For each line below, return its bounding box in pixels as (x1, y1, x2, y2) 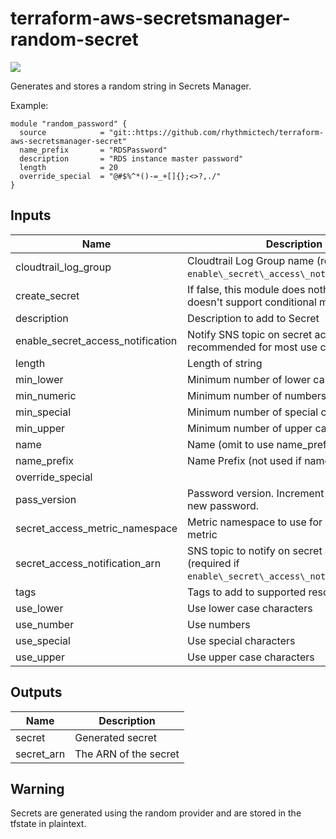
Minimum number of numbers (187, 388, 327, 402)
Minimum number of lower (187, 372, 312, 386)
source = (19, 127, 105, 137)
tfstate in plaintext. (10, 818, 87, 830)
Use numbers (187, 617, 251, 631)
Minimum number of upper (187, 421, 313, 435)
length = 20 (19, 162, 118, 172)
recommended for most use (187, 340, 318, 354)
